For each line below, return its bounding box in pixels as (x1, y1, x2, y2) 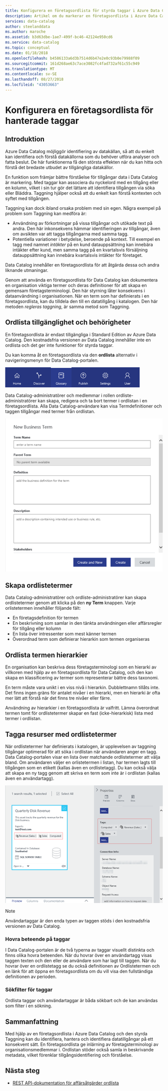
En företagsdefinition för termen (12, 615, 78, 621)
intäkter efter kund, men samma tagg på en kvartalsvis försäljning (12, 246, 148, 253)
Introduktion (5, 135, 45, 144)
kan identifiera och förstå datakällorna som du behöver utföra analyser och (5, 154, 159, 160)
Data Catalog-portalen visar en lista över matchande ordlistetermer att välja (5, 754, 160, 760)
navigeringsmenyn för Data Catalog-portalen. (5, 357, 99, 363)
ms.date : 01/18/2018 (5, 50, 48, 55)
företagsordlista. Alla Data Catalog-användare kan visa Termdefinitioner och (5, 403, 162, 409)
